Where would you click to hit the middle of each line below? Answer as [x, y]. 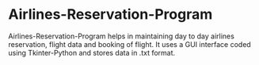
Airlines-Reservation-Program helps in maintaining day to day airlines [122, 36]
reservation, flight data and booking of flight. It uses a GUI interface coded [129, 44]
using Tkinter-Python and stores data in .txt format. [92, 52]
